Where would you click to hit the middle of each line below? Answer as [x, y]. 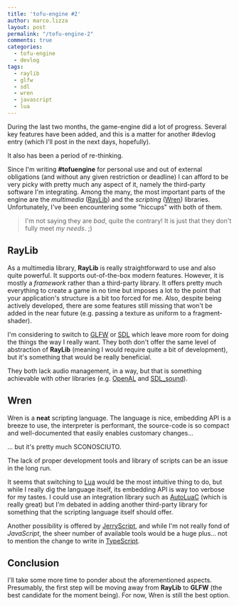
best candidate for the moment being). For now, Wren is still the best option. [118, 595]
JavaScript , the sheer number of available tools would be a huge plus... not [117, 533]
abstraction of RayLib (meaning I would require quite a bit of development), [118, 350]
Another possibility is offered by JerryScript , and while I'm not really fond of [118, 526]
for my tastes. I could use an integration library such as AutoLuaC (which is [117, 497]
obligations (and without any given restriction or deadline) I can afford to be [118, 177]
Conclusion [33, 563]
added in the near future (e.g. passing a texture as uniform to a [100, 313]
